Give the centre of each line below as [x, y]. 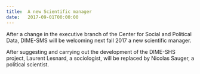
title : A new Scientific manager [49, 12]
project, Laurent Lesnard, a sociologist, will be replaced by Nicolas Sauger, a [100, 58]
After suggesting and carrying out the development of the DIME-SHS [91, 52]
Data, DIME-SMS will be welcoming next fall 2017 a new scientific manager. [99, 40]
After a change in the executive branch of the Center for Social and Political [99, 34]
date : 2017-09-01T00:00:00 [42, 17]
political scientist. [28, 64]
